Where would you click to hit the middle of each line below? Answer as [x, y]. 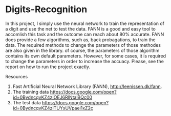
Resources [17, 76]
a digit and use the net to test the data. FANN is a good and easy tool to [81, 28]
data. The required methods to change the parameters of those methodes [83, 45]
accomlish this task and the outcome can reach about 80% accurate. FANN [85, 34]
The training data [31, 92]
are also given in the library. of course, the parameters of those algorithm [82, 50]
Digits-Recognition [46, 9]
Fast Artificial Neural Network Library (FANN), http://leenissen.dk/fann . [87, 86]
